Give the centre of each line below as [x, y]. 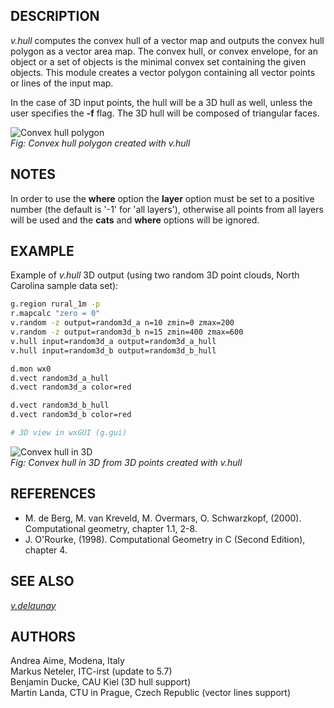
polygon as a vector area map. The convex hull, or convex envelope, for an [164, 51]
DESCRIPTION [55, 16]
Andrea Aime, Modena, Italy [67, 661]
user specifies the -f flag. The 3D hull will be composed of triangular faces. [165, 113]
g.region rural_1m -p [55, 304]
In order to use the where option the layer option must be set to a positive [162, 198]
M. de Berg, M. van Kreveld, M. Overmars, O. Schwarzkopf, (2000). [163, 518]
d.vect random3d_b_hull [60, 405]
